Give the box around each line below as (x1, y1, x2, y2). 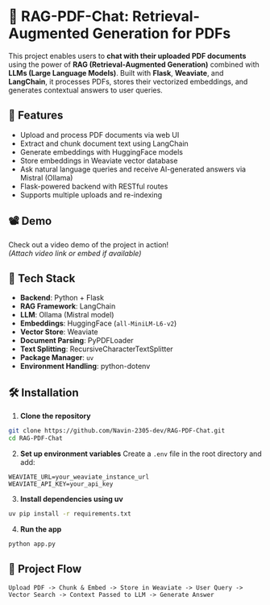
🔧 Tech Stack (8, 271, 76, 285)
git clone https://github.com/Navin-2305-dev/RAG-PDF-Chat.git (8, 427, 226, 435)
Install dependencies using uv (19, 494, 123, 503)
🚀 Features (8, 109, 64, 122)
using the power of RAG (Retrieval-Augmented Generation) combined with (8, 60, 260, 69)
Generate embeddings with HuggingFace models (19, 147, 184, 156)
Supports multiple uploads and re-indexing (19, 189, 163, 200)
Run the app (19, 524, 62, 534)
